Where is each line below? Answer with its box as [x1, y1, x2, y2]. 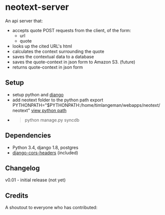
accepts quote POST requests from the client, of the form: [12, 27, 131, 33]
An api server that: [5, 18, 43, 24]
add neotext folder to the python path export [12, 97, 104, 103]
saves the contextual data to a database [12, 53, 94, 59]
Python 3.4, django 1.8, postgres [12, 144, 78, 150]
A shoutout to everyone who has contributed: [5, 205, 98, 211]
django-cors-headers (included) [12, 150, 78, 156]
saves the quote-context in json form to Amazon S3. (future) [12, 59, 135, 65]
